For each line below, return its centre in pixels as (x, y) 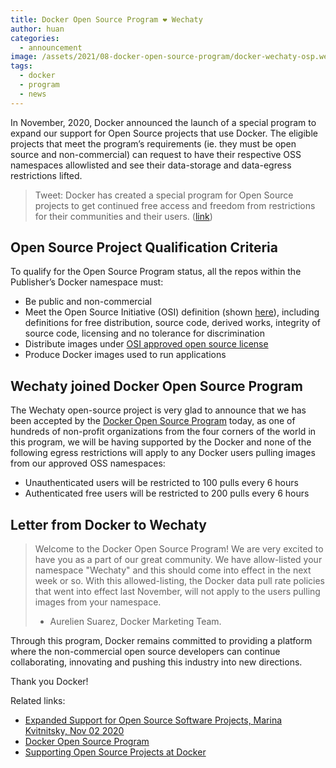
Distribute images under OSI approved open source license (146, 344)
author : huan (37, 29)
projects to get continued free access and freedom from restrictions (175, 205)
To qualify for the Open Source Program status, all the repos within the (156, 272)
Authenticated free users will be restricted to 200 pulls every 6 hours (167, 493)
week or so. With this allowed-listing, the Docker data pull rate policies (179, 581)
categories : (35, 38)
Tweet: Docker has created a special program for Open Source (164, 195)
